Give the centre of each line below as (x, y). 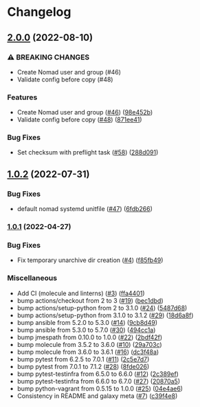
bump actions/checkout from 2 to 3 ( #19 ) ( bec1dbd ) (90, 300)
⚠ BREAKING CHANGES (48, 57)
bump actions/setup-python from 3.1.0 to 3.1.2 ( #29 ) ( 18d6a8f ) (105, 315)
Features (22, 97)
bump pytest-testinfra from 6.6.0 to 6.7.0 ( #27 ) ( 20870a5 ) (99, 381)
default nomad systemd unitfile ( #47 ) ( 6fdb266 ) (85, 209)
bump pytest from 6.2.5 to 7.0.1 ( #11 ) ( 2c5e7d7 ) (83, 359)
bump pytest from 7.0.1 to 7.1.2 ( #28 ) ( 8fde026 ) (83, 366)
